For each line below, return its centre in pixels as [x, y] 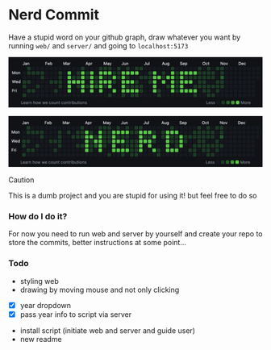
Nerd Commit [54, 15]
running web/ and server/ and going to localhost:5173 [98, 45]
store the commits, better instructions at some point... [98, 243]
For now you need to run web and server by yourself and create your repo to [135, 234]
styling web [39, 281]
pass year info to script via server [75, 314]
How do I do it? [38, 216]
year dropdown [45, 305]
